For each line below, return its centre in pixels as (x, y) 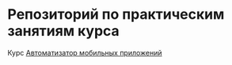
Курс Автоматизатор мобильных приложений (85, 52)
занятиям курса (63, 31)
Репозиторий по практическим (116, 14)
